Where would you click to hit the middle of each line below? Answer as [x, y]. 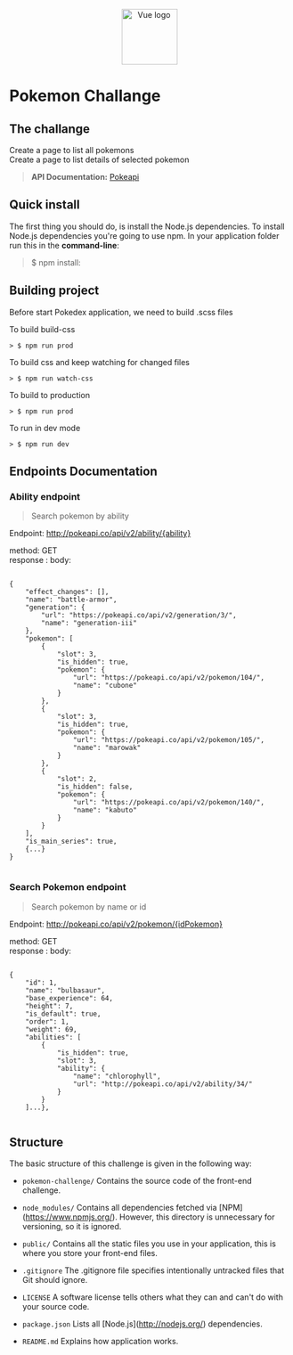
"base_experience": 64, [69, 998]
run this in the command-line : [65, 245]
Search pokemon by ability [80, 516]
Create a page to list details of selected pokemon [99, 159]
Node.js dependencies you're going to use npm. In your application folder [144, 235]
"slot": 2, [77, 780]
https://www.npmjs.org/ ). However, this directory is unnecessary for [150, 1217]
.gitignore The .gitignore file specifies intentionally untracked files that [153, 1270]
